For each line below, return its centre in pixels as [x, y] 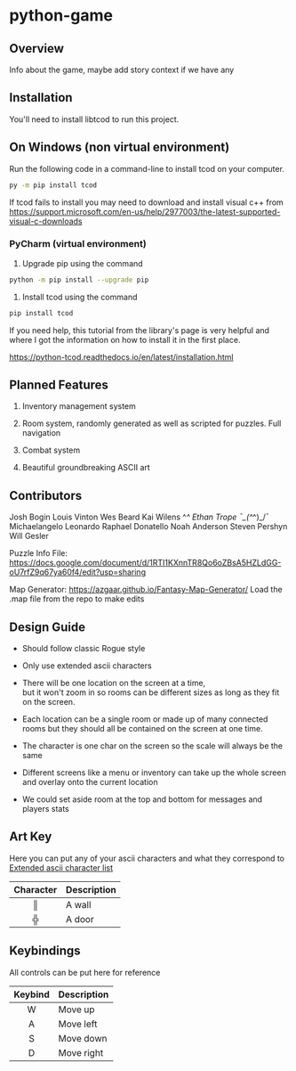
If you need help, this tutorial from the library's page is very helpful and [139, 330]
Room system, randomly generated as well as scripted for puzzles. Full [152, 423]
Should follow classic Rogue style [84, 648]
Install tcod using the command [80, 297]
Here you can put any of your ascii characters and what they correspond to [147, 858]
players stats [45, 808]
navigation [41, 433]
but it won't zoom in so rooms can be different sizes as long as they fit [151, 692]
